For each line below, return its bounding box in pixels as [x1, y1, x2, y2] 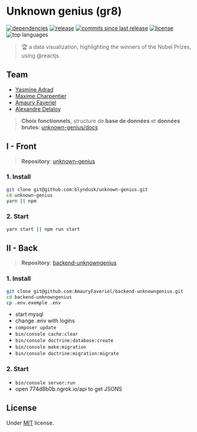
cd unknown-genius [6, 192, 53, 198]
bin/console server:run [15, 380, 76, 386]
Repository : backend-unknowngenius [21, 259, 117, 267]
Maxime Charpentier [15, 92, 67, 99]
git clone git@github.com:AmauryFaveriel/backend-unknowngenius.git [6, 288, 184, 294]
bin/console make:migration [15, 344, 86, 350]
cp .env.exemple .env [6, 300, 61, 306]
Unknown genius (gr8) [6, 4, 122, 18]
